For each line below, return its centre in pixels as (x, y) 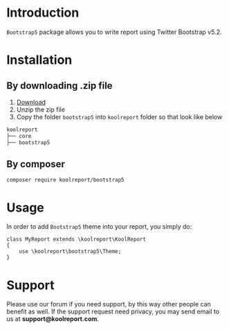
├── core (19, 136)
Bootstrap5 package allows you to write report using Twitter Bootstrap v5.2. (114, 32)
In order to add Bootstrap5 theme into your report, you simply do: (99, 227)
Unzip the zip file (40, 110)
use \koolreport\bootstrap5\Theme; (70, 252)
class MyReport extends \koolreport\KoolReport (76, 240)
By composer (36, 164)
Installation (39, 60)
